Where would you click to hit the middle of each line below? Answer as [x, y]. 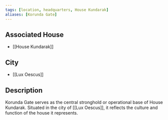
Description [24, 90]
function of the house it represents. [42, 112]
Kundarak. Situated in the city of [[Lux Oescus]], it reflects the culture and [81, 107]
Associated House [35, 35]
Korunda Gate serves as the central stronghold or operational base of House [84, 102]
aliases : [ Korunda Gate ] [31, 14]
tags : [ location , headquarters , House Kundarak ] [57, 10]
